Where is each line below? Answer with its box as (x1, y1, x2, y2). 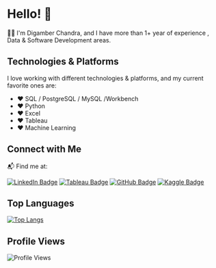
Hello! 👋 (7, 6, 53, 22)
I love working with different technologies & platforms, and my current (7, 74, 204, 82)
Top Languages (7, 198, 75, 209)
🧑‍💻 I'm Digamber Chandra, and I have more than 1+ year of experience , (7, 29, 210, 37)
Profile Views (7, 235, 66, 247)
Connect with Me (7, 144, 82, 155)
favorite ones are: (7, 81, 57, 90)
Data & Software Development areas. (7, 36, 111, 44)
